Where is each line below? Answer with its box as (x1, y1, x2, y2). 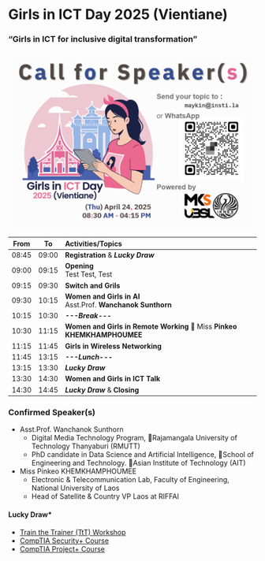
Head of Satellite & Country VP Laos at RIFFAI (31, 492, 180, 501)
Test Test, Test (65, 269, 113, 279)
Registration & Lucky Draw (65, 251, 155, 260)
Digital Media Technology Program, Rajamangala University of (31, 433, 238, 443)
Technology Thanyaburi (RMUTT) (31, 441, 140, 451)
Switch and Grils (65, 280, 121, 290)
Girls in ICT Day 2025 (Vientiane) (8, 6, 229, 24)
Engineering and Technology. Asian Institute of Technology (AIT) (31, 459, 246, 468)
